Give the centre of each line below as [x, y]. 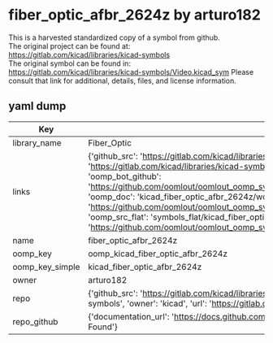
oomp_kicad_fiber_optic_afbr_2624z [158, 254]
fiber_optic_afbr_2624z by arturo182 [135, 15]
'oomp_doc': [112, 197]
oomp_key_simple [46, 267]
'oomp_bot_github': [125, 176]
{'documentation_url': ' [131, 316]
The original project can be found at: [69, 46]
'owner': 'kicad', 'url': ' [169, 303]
